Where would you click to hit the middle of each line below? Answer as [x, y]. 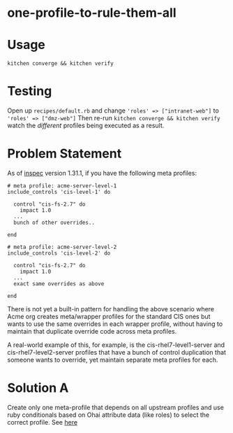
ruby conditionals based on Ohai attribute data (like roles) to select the [108, 415]
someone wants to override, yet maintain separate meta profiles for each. [113, 360]
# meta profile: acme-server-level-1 [62, 186]
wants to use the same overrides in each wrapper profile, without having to [115, 324]
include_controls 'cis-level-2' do [59, 253]
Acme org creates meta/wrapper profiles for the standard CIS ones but [109, 317]
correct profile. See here [43, 422]
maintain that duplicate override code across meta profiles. [92, 331]
